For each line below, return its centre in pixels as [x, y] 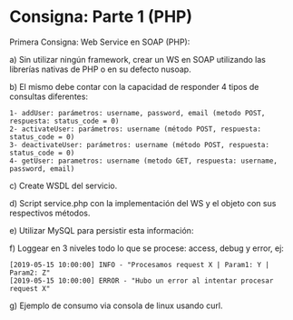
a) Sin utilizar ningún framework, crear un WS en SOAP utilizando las [137, 59]
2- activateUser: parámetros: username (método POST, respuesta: [135, 129]
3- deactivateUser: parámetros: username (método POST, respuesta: [140, 145]
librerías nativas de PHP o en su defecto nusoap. [101, 69]
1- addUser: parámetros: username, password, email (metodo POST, [137, 113]
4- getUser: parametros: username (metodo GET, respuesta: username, [144, 161]
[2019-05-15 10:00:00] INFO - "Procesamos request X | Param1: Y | [140, 265]
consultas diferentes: [49, 96]
